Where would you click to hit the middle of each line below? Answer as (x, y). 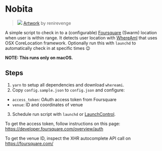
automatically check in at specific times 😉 (48, 48)
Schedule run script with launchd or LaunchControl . (64, 114)
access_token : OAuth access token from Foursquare (64, 99)
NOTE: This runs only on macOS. (39, 58)
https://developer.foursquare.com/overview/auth (54, 129)
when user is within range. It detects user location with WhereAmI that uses (81, 38)
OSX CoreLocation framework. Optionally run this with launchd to (70, 43)
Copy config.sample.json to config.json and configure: (68, 90)
